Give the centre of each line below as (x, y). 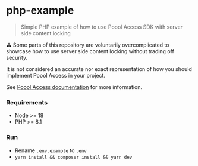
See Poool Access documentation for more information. (74, 87)
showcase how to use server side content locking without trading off (90, 51)
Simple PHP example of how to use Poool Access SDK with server (102, 27)
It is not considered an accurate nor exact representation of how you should (99, 69)
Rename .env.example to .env (51, 150)
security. (17, 57)
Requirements (27, 102)
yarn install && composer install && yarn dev (73, 157)
